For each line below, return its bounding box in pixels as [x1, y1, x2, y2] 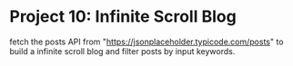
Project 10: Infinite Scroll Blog [9, 6, 237, 27]
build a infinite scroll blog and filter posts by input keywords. [9, 45, 236, 56]
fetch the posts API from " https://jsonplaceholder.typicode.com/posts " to [9, 36, 284, 47]
